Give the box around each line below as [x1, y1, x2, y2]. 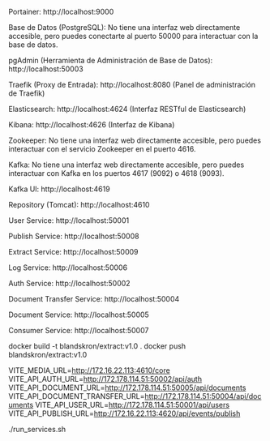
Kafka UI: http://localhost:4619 [8, 184, 111, 194]
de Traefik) [8, 88, 45, 98]
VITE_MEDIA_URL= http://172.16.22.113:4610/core [8, 366, 170, 375]
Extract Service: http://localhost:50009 [8, 247, 139, 256]
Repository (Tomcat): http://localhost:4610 [8, 200, 150, 209]
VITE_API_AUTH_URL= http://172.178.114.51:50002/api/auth [8, 375, 203, 383]
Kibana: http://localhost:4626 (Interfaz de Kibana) [8, 120, 175, 129]
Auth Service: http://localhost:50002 [8, 279, 131, 288]
